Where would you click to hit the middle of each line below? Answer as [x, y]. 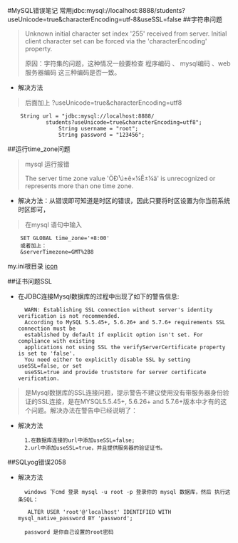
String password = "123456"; [101, 135]
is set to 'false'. [47, 353]
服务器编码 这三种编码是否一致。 [73, 72]
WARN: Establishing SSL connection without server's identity [119, 310]
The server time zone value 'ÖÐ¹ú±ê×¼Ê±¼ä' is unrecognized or [120, 178]
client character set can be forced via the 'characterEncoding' [116, 41]
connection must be [47, 329]
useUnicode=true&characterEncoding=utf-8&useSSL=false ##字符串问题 [115, 19]
